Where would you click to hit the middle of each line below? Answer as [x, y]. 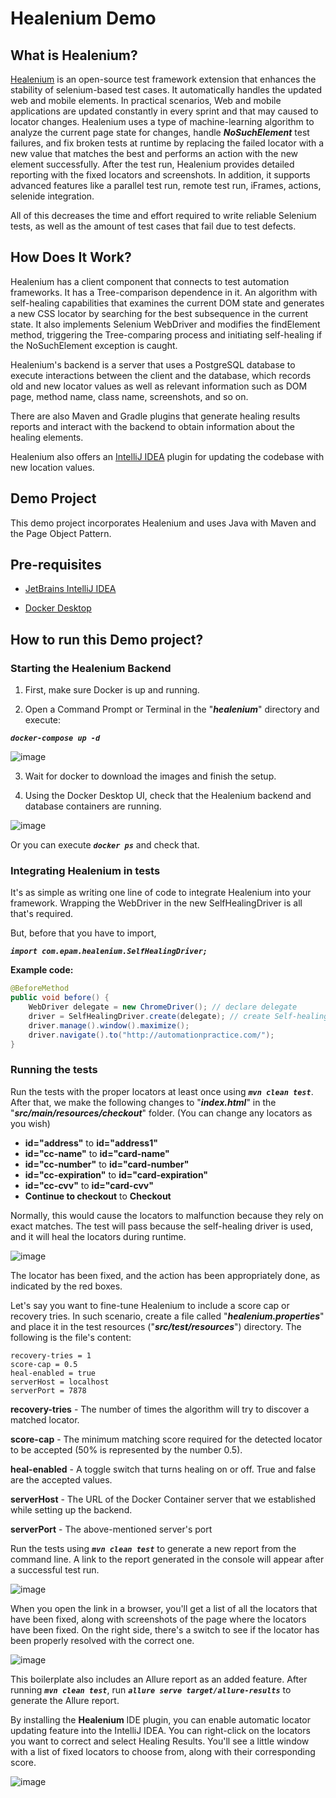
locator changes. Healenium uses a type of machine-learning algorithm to [162, 121]
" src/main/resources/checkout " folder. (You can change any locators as [161, 1113]
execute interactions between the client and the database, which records [161, 375]
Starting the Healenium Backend [91, 668]
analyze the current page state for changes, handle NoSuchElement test [160, 132]
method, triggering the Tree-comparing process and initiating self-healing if [166, 334]
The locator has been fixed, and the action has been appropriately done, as [165, 1275]
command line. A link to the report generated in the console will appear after [167, 1559]
